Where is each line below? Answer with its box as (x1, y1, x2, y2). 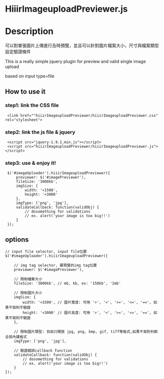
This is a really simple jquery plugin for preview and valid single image (5, 59, 146, 65)
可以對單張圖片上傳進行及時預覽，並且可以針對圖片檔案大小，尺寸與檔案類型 (5, 43, 159, 48)
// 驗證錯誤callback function (14, 348, 72, 353)
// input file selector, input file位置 (5, 249, 87, 254)
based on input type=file (5, 73, 55, 79)
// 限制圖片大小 (14, 290, 42, 295)
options (5, 235, 29, 244)
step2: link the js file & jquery (5, 129, 76, 135)
